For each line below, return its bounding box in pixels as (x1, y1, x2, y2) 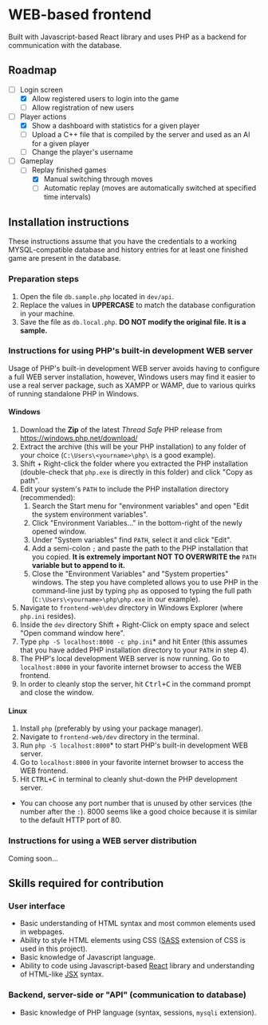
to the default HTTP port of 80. (19, 815, 122, 825)
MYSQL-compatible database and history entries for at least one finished (8, 245, 249, 254)
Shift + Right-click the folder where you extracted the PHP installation (19, 459, 249, 468)
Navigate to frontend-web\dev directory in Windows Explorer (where (19, 603, 243, 613)
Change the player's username (31, 148, 133, 157)
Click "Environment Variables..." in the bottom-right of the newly (31, 518, 243, 528)
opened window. (31, 526, 86, 536)
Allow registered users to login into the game (31, 93, 179, 103)
